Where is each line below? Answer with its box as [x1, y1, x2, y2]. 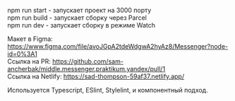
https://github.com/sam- [52, 57, 123, 66]
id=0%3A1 [7, 49, 37, 58]
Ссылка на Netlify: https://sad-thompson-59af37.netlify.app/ [7, 72, 185, 81]
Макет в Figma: [7, 35, 53, 43]
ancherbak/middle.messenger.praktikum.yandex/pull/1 [7, 65, 166, 73]
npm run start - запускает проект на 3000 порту [7, 6, 152, 14]
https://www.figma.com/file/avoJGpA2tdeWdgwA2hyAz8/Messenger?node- [7, 42, 229, 50]
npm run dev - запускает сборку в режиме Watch [7, 21, 156, 29]
